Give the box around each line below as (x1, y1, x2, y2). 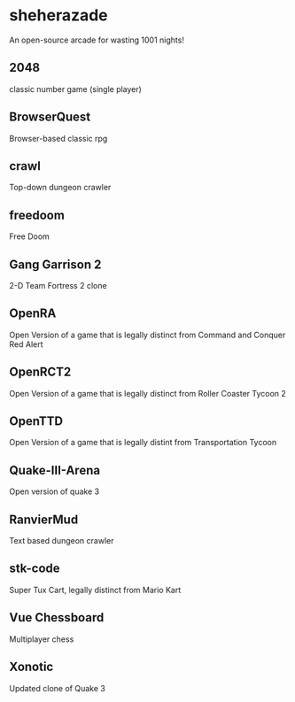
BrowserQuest (9, 110, 91, 125)
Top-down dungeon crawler (9, 182, 112, 193)
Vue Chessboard (9, 610, 105, 625)
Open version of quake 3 (9, 486, 100, 497)
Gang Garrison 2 (9, 257, 102, 272)
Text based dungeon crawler (9, 536, 114, 546)
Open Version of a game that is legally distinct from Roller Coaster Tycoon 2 (9, 388, 286, 398)
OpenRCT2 (9, 365, 72, 380)
